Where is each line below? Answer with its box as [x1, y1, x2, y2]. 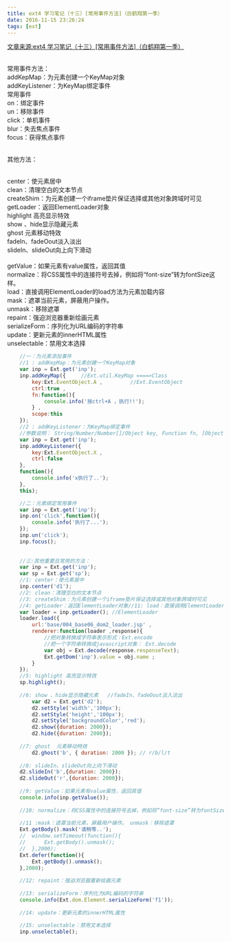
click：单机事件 [7, 116, 51, 125]
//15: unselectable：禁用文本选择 [19, 922, 111, 929]
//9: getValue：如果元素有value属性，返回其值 [19, 788, 142, 795]
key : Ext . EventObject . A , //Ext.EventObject [32, 378, 184, 385]
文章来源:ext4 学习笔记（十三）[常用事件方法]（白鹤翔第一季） [7, 43, 184, 51]
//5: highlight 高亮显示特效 [19, 672, 97, 680]
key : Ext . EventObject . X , [32, 449, 103, 456]
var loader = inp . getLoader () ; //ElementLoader [19, 608, 158, 616]
